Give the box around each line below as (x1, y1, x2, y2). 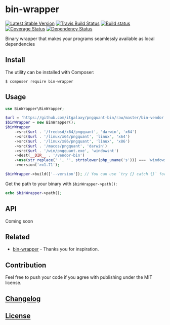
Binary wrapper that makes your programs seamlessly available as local (5, 35, 155, 42)
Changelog (5, 294, 41, 303)
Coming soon (5, 218, 33, 224)
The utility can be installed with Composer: (5, 69, 95, 75)
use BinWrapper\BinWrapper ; (5, 106, 65, 111)
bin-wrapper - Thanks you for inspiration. (12, 246, 99, 252)
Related (5, 233, 30, 241)
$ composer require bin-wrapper (5, 79, 73, 84)
